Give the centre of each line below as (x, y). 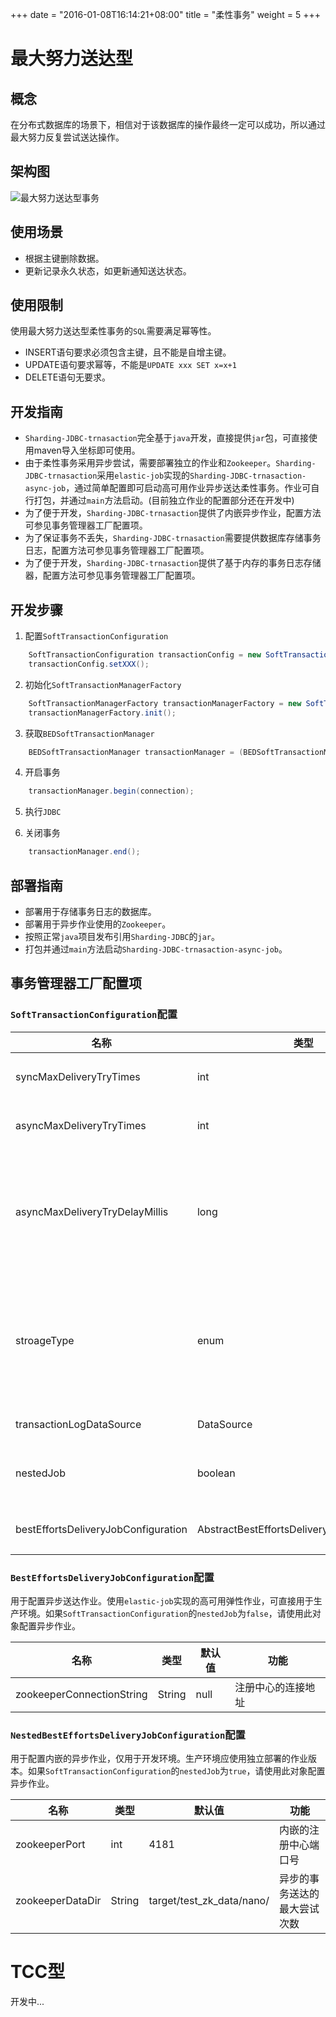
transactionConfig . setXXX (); (89, 664)
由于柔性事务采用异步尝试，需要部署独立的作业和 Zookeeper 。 (150, 463)
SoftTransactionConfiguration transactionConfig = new (145, 655)
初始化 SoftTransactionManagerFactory (103, 684)
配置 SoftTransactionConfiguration (96, 636)
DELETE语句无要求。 (68, 377)
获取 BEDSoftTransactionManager (89, 733)
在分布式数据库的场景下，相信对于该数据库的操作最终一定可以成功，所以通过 (168, 124)
